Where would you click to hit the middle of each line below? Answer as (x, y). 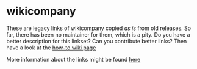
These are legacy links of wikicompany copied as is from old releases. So (99, 28)
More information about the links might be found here (73, 59)
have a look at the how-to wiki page (51, 48)
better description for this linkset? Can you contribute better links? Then (97, 41)
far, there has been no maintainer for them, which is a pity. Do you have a (98, 34)
